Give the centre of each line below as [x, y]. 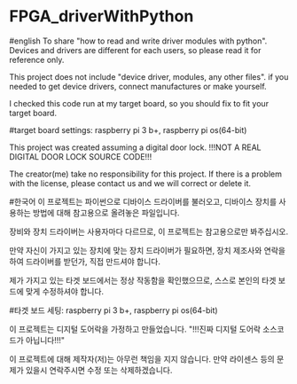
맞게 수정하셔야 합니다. [65, 291]
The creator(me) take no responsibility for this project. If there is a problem [145, 174]
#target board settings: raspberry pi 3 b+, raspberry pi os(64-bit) [128, 129]
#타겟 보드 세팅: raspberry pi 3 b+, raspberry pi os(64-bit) [114, 310]
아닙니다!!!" [45, 340]
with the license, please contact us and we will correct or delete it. [130, 183]
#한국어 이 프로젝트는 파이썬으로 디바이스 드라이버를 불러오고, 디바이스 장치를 [143, 201]
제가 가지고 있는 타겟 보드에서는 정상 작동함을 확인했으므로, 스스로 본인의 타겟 [143, 280]
